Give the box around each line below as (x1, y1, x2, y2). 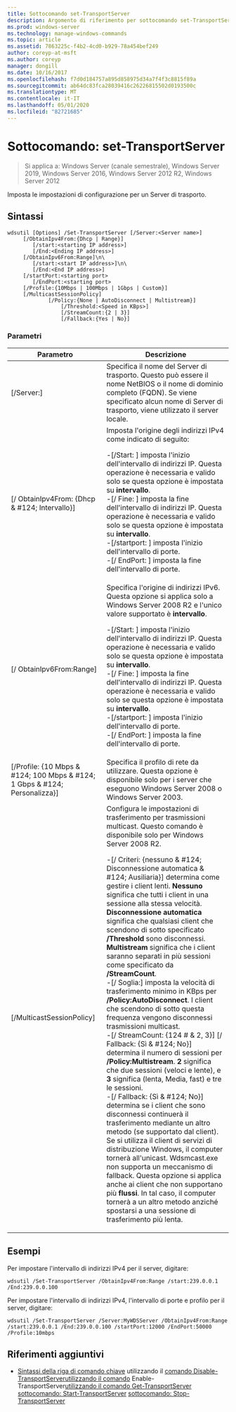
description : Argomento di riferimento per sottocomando (7, 17, 178, 24)
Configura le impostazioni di (106, 803, 199, 813)
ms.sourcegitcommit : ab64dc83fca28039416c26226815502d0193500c (7, 82, 197, 89)
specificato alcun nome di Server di (106, 396, 223, 406)
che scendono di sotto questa (106, 1003, 205, 1013)
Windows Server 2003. (106, 792, 183, 802)
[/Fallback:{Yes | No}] (60, 315, 131, 322)
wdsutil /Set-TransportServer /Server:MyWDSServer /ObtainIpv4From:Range (7, 1317, 228, 1324)
